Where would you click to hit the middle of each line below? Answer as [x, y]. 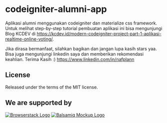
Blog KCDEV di [20, 33]
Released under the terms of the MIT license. [52, 87]
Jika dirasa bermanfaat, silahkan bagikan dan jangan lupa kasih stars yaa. [81, 48]
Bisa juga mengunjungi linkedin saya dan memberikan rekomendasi [74, 54]
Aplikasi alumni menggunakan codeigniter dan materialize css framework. [81, 23]
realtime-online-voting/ [29, 39]
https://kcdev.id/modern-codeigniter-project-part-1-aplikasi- [99, 33]
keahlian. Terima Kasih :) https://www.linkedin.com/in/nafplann [70, 59]
